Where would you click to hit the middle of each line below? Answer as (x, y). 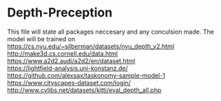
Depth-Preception (60, 13)
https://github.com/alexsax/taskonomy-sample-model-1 (86, 75)
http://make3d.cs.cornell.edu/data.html (63, 54)
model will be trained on (41, 38)
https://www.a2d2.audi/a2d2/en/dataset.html (71, 60)
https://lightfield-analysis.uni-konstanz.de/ (68, 68)
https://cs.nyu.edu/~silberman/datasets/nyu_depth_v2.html (91, 46)
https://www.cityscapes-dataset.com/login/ (69, 82)
